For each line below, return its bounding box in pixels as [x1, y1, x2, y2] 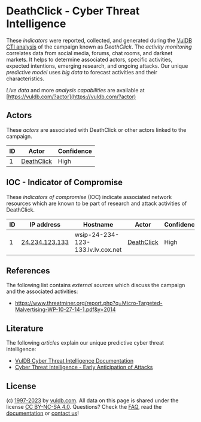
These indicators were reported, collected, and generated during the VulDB [6, 37, 193, 44]
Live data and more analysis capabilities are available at [6, 86, 145, 94]
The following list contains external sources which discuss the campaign [6, 282, 185, 289]
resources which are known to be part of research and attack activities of [6, 200, 187, 207]
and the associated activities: [6, 288, 78, 295]
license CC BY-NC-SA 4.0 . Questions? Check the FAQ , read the [6, 403, 162, 410]
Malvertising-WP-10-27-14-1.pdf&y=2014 [14, 306, 116, 313]
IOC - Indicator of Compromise [6, 177, 123, 188]
